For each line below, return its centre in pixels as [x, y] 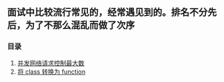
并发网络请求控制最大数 [51, 63]
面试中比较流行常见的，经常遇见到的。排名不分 [107, 12]
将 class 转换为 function [51, 72]
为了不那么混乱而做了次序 [80, 25]
